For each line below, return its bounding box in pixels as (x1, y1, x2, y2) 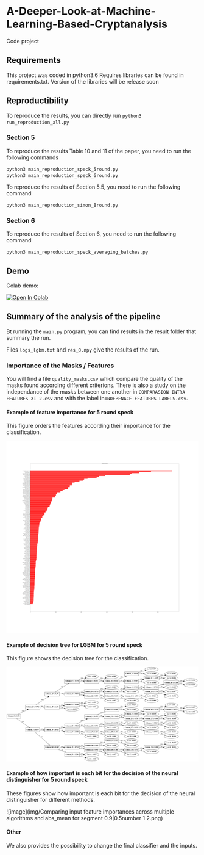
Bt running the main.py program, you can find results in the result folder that (6, 328, 197, 335)
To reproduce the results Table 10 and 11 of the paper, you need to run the (6, 147, 191, 154)
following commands (6, 154, 59, 161)
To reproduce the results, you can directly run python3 (6, 112, 142, 119)
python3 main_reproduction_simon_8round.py (6, 202, 119, 208)
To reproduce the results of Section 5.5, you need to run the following (6, 183, 181, 190)
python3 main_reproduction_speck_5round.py (6, 166, 119, 172)
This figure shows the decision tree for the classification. (6, 655, 149, 662)
